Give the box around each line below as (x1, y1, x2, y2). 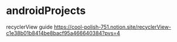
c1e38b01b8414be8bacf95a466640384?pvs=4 (6, 29, 120, 36)
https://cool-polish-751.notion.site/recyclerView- (53, 23, 172, 30)
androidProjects (6, 4, 86, 17)
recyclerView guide (6, 23, 53, 30)
